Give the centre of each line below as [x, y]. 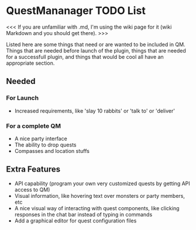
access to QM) [32, 189]
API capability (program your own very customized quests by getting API [102, 183]
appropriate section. [30, 63]
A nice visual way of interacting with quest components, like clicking [97, 208]
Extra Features [33, 170]
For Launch [23, 98]
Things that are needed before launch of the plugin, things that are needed [96, 50]
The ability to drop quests [46, 145]
